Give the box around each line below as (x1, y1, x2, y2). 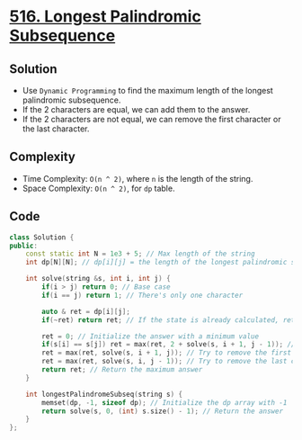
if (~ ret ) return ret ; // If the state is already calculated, (41, 315, 280, 325)
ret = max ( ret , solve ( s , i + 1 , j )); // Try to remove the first (41, 348, 292, 357)
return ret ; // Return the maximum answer (41, 365, 203, 374)
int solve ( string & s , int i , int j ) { (25, 274, 171, 283)
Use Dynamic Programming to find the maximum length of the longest (22, 85, 274, 95)
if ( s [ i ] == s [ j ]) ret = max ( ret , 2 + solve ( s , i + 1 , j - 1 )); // (41, 340, 296, 349)
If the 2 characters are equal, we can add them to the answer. (22, 104, 251, 114)
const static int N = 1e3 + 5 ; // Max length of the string (25, 249, 255, 258)
